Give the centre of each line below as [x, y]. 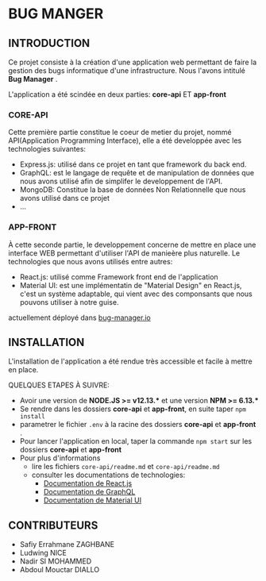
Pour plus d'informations [60, 458]
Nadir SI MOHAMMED [56, 561]
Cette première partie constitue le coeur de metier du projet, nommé [120, 133]
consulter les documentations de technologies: [108, 475]
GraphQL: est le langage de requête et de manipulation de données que [137, 173]
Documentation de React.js [88, 483]
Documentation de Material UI [92, 500]
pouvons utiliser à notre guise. [69, 302]
